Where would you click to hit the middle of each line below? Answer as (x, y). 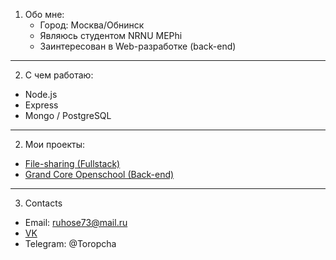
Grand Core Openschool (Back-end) (99, 174)
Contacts (43, 203)
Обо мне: (44, 14)
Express (41, 105)
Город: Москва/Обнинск (92, 25)
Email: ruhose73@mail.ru (76, 222)
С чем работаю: (59, 75)
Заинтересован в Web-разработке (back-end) (138, 46)
